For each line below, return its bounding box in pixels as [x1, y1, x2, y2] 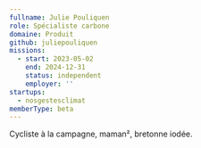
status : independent [25, 71, 102, 80]
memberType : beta [9, 104, 74, 113]
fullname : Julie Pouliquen [9, 12, 110, 22]
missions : [9, 46, 46, 55]
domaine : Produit [9, 29, 74, 38]
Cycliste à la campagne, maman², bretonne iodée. [9, 128, 193, 139]
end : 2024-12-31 [25, 63, 87, 72]
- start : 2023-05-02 [17, 54, 94, 63]
